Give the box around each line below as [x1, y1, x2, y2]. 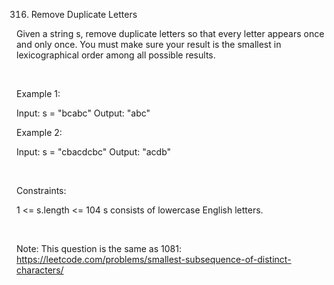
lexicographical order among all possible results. [16, 49, 216, 61]
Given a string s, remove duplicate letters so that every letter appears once [16, 28, 325, 39]
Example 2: [16, 127, 63, 138]
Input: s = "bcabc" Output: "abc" [16, 107, 151, 119]
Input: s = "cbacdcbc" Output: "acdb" [16, 146, 172, 158]
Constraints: [16, 185, 67, 196]
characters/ [16, 264, 64, 276]
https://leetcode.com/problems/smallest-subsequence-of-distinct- [16, 254, 292, 265]
